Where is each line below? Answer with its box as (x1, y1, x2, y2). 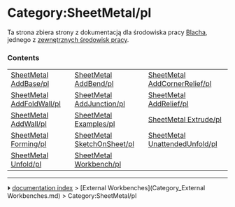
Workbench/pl (74, 159, 121, 169)
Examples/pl (74, 119, 115, 129)
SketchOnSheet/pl (74, 139, 135, 149)
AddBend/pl (74, 79, 114, 89)
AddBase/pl (10, 79, 50, 89)
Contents (7, 52, 40, 62)
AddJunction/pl (74, 99, 126, 109)
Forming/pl (10, 139, 47, 149)
